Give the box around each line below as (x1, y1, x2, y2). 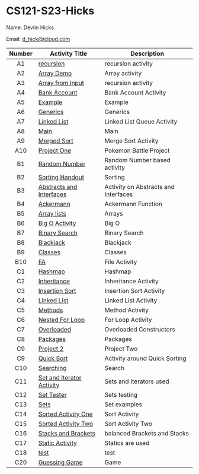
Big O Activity (38, 219, 76, 227)
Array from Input (38, 78, 85, 87)
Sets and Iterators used (104, 377, 170, 385)
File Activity (104, 257, 137, 266)
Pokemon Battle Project (104, 146, 170, 154)
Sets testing (104, 390, 138, 399)
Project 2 (38, 345, 64, 353)
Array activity (104, 69, 142, 77)
